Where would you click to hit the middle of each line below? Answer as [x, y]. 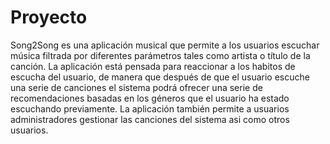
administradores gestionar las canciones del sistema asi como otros [150, 119]
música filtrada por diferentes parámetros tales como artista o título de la [160, 55]
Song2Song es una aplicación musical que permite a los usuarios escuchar [165, 45]
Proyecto [49, 17]
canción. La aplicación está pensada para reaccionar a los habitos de [153, 66]
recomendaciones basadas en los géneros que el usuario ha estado [150, 98]
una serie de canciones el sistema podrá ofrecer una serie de [136, 87]
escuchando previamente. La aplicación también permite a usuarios [150, 108]
